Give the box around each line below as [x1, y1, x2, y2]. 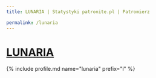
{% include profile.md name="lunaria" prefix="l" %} [6, 65, 135, 73]
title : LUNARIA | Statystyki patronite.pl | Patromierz [6, 8, 150, 15]
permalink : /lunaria [6, 19, 59, 26]
